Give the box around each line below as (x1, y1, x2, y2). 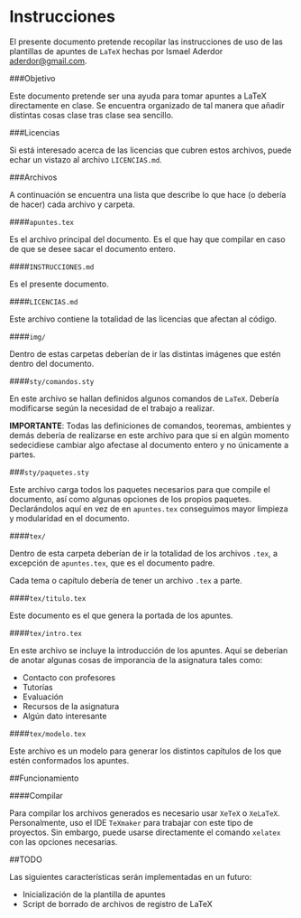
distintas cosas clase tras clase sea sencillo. (9, 109, 174, 120)
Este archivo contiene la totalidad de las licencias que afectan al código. (9, 314, 278, 324)
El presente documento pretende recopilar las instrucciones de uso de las (9, 36, 284, 47)
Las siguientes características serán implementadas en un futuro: (9, 871, 252, 882)
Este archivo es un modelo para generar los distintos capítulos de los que (9, 745, 282, 756)
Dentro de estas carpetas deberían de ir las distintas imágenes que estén (9, 348, 281, 359)
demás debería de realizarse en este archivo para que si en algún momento (9, 429, 290, 440)
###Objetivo (9, 72, 56, 83)
